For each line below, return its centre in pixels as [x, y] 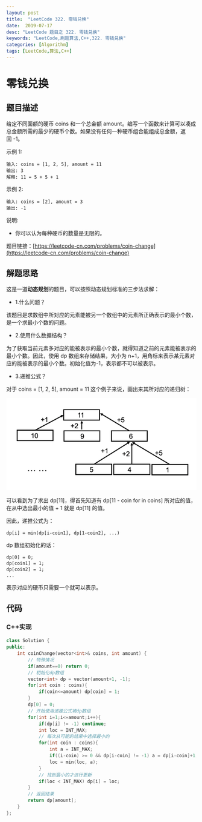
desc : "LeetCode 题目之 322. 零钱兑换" [53, 32]
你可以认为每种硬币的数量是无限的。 [60, 233]
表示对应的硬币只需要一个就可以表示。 [54, 587]
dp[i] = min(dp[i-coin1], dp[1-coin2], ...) [63, 533]
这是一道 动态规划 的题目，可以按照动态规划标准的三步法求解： [83, 289]
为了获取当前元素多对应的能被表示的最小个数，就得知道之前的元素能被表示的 [101, 348]
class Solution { [28, 641]
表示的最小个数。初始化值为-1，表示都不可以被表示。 [93, 363]
